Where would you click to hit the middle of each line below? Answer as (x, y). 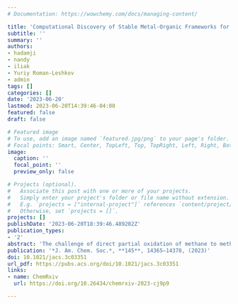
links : (17, 271)
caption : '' (32, 158)
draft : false (27, 119)
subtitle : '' (27, 33)
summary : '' (25, 40)
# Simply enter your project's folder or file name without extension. (119, 197)
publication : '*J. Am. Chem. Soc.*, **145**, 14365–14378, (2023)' (109, 250)
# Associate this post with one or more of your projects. (100, 191)
